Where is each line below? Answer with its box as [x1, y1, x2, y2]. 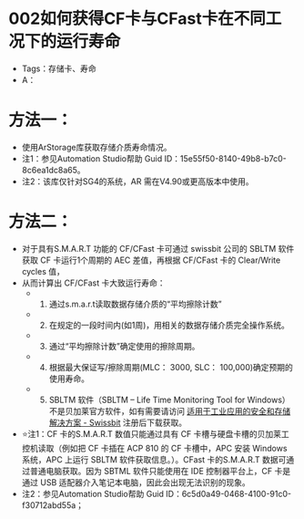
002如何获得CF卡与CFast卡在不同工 [8, 8, 282, 29]
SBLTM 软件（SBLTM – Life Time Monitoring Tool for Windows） [48, 394, 290, 405]
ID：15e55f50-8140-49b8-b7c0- [164, 152, 288, 164]
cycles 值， [21, 265, 65, 276]
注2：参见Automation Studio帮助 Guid [21, 488, 165, 499]
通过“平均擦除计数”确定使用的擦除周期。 [48, 340, 200, 351]
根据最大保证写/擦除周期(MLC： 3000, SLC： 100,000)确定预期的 [48, 361, 293, 372]
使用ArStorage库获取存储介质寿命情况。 [21, 141, 172, 152]
